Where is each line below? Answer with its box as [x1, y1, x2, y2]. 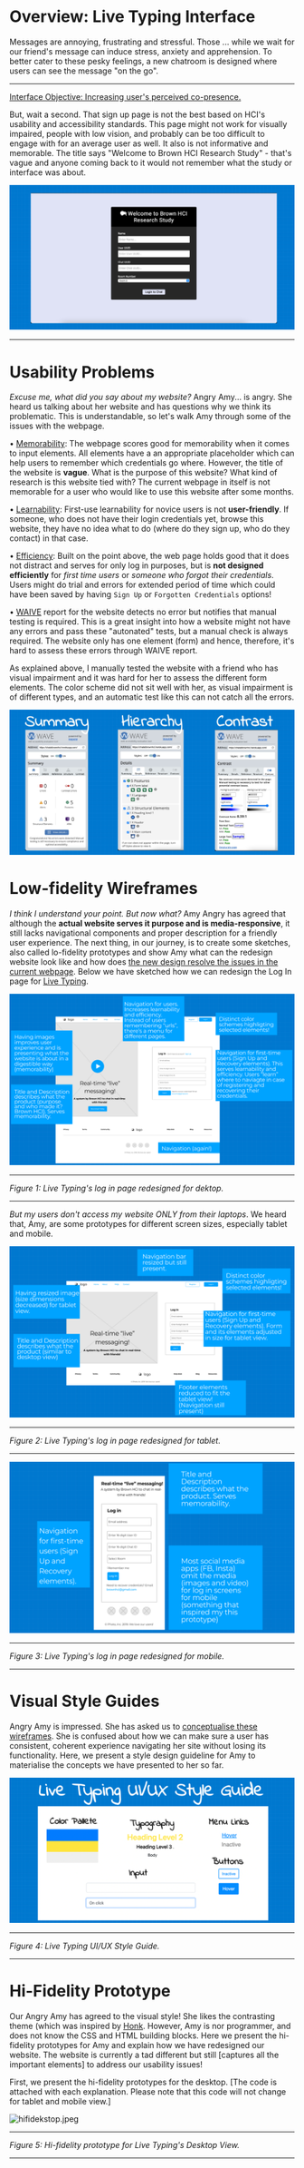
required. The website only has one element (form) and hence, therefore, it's [9, 635, 295, 646]
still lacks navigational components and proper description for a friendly [9, 927, 278, 938]
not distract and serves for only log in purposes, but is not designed [9, 560, 264, 571]
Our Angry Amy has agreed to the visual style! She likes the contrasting [9, 2010, 276, 2021]
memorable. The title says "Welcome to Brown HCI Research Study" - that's [9, 147, 292, 158]
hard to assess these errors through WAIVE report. [9, 645, 198, 656]
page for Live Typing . [9, 976, 89, 986]
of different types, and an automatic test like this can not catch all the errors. [9, 692, 295, 702]
